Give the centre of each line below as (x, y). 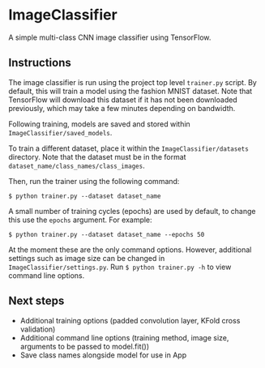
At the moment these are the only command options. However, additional (130, 250)
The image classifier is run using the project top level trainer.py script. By (132, 82)
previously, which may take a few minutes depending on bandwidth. (122, 108)
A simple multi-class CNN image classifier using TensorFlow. (110, 37)
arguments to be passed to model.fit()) (85, 346)
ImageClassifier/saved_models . (60, 132)
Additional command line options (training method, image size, (124, 337)
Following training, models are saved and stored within (99, 124)
